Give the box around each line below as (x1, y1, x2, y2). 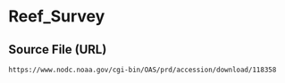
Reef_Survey (8, 6, 105, 27)
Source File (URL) (8, 42, 107, 57)
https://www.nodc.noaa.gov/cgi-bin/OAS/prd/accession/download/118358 (8, 65, 277, 74)
